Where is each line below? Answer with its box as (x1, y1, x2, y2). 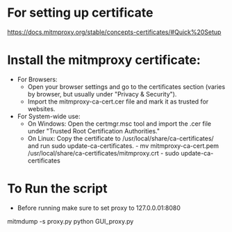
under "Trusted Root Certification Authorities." (27, 126, 160, 135)
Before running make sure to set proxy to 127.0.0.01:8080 (17, 204, 181, 212)
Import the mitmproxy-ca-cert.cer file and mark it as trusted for (27, 97, 209, 106)
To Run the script (7, 181, 108, 197)
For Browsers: (17, 75, 58, 83)
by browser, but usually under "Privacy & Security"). (27, 90, 177, 98)
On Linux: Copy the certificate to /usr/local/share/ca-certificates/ (27, 134, 214, 142)
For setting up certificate (7, 5, 154, 21)
